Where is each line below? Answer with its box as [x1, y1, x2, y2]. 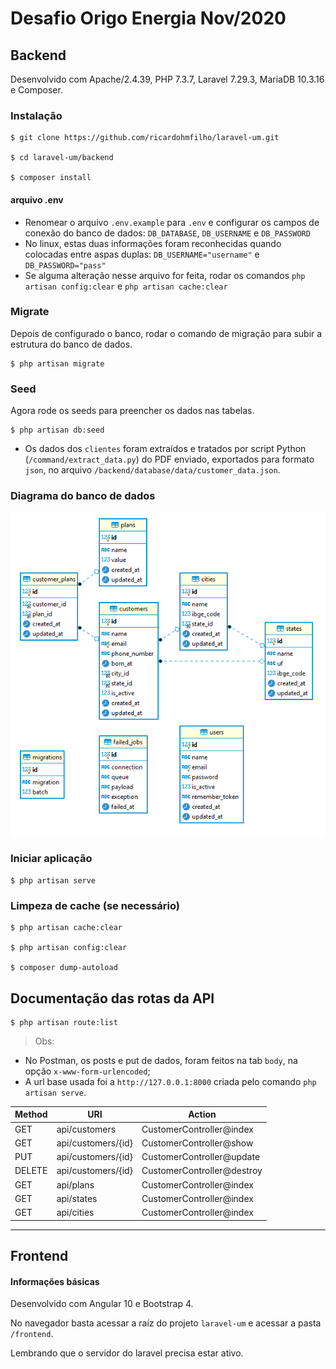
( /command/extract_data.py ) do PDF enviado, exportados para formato [24, 453, 315, 466]
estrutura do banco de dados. [10, 338, 133, 350]
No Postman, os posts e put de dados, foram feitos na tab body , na [24, 1054, 298, 1066]
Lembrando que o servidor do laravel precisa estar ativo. [10, 1347, 244, 1359]
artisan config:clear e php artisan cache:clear [24, 280, 228, 292]
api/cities [56, 1207, 95, 1219]
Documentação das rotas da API [10, 990, 215, 1007]
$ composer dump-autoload [10, 963, 118, 973]
